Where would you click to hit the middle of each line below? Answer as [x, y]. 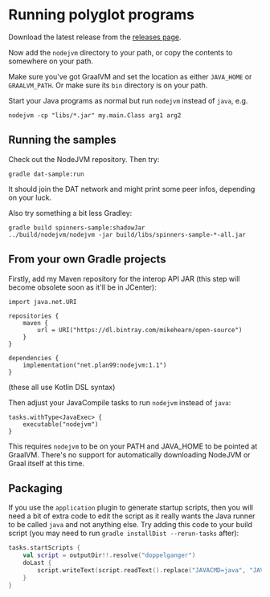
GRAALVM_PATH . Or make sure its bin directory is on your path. [108, 85]
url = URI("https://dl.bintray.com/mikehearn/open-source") [140, 330]
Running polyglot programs [102, 15]
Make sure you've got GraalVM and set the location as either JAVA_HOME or [130, 76]
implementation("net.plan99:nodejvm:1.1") [95, 365]
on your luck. [30, 197]
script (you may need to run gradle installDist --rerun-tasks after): [124, 533]
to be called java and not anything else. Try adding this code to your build [131, 525]
